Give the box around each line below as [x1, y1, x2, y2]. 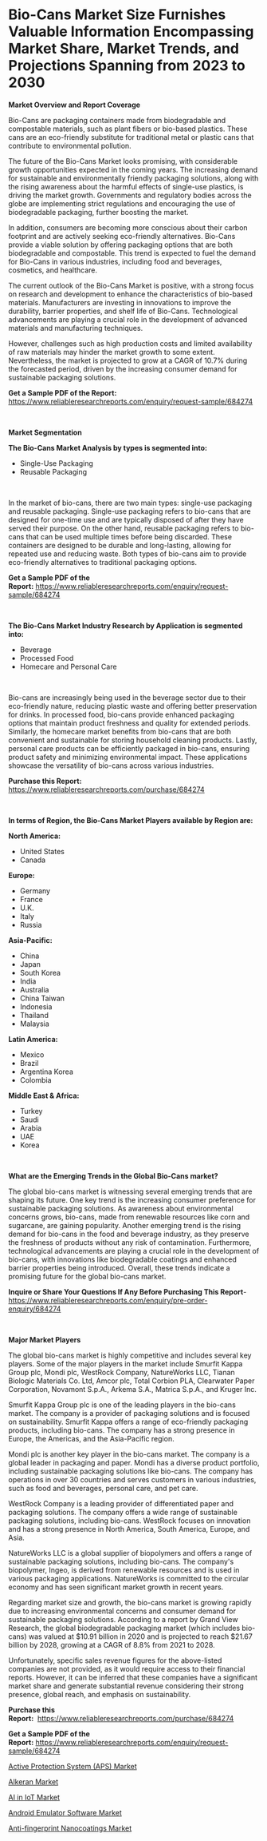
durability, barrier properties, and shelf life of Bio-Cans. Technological [8, 306, 238, 316]
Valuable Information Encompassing [8, 22, 254, 41]
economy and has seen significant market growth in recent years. [8, 1582, 224, 1592]
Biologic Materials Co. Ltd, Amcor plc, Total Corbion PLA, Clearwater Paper [8, 1376, 255, 1386]
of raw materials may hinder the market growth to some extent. [8, 347, 215, 356]
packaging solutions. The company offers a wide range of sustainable [8, 1507, 238, 1517]
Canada [19, 855, 46, 865]
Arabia [19, 1123, 42, 1132]
